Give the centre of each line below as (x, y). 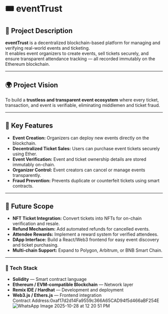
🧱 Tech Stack (21, 268)
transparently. (27, 175)
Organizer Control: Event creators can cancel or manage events (79, 170)
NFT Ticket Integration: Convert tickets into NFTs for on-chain (77, 219)
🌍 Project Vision (32, 85)
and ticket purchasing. (35, 245)
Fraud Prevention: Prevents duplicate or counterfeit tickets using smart (86, 180)
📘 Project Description (39, 30)
